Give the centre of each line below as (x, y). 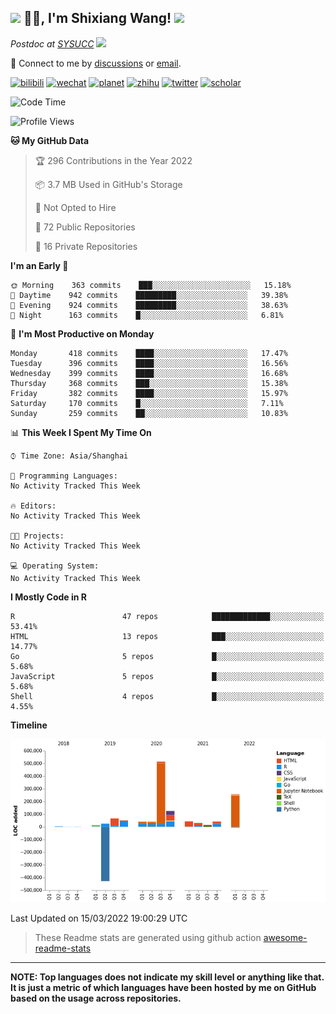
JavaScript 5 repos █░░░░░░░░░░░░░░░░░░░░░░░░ (167, 676)
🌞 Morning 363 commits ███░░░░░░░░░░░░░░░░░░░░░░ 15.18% (151, 285)
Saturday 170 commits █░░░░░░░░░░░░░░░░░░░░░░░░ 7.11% (147, 403)
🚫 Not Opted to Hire (75, 207)
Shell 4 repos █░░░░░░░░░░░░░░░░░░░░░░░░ (167, 696)
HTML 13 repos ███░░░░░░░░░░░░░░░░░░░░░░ (167, 636)
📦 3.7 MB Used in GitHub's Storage (108, 184)
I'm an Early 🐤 (39, 265)
